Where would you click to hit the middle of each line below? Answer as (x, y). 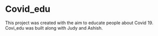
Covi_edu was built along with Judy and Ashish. (54, 28)
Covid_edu (28, 9)
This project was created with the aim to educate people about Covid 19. (79, 23)
